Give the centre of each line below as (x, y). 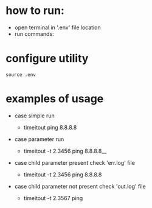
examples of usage (55, 99)
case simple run (35, 116)
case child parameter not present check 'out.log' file (80, 186)
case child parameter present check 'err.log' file (74, 162)
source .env (21, 75)
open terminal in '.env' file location (57, 27)
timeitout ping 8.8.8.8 (50, 127)
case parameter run (39, 139)
